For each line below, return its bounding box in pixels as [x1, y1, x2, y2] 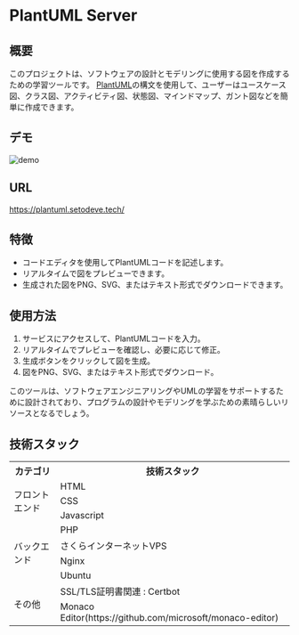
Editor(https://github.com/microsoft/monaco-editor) [60, 612, 279, 624]
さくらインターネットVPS [60, 540, 167, 552]
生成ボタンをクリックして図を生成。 [21, 355, 156, 366]
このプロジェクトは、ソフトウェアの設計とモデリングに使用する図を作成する [9, 69, 290, 78]
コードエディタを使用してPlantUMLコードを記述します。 [21, 257, 229, 268]
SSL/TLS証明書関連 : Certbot [60, 585, 181, 598]
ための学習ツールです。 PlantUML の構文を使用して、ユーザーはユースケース [9, 79, 287, 90]
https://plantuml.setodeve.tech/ [9, 204, 125, 215]
